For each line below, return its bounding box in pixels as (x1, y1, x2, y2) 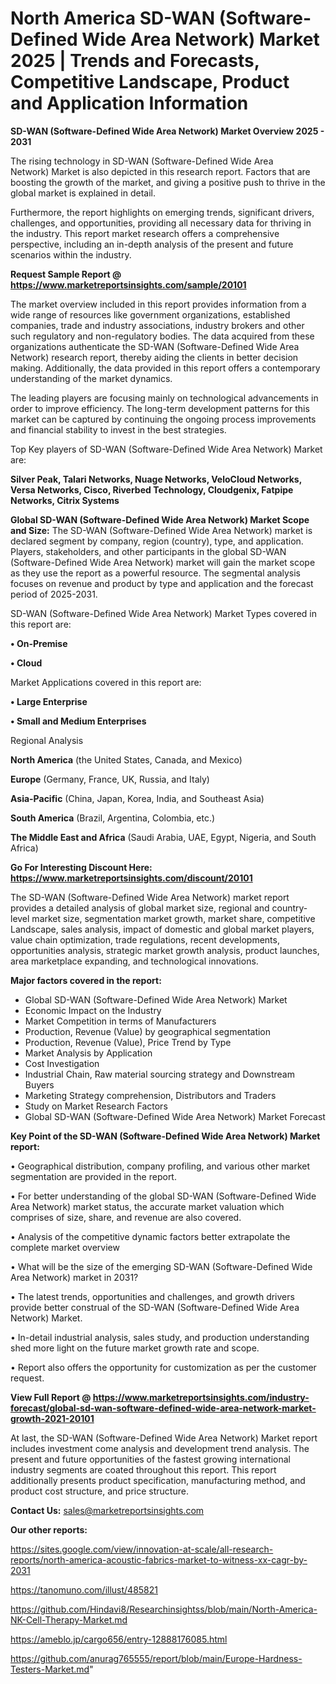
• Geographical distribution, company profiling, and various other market (10, 1160, 311, 1172)
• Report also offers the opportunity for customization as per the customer (10, 1361, 317, 1373)
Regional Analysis (10, 734, 84, 746)
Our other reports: (10, 1523, 88, 1536)
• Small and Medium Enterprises (10, 715, 147, 727)
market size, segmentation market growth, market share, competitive (31, 912, 316, 924)
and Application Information (10, 92, 249, 115)
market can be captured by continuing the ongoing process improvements (10, 413, 317, 425)
